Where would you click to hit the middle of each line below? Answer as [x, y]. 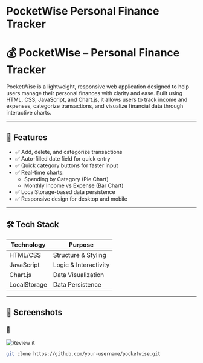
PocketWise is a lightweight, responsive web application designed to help [98, 87]
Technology [28, 245]
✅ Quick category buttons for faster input [66, 165]
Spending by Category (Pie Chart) [66, 179]
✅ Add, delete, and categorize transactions [69, 152]
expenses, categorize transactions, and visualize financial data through [95, 106]
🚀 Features [27, 137]
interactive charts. [29, 113]
